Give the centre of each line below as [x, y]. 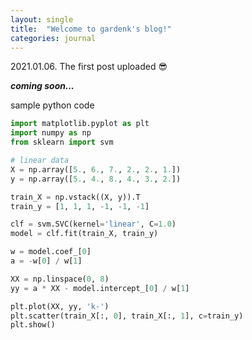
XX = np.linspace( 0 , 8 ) [60, 279]
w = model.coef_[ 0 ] [51, 252]
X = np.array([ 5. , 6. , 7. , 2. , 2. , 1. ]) [96, 169]
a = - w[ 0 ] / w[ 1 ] [46, 261]
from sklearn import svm [62, 142]
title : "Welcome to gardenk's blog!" [91, 29]
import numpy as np [51, 133]
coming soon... [42, 86]
